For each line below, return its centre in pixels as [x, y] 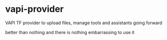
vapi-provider [35, 9]
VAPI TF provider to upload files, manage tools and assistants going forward [84, 23]
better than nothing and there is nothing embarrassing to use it [70, 32]
